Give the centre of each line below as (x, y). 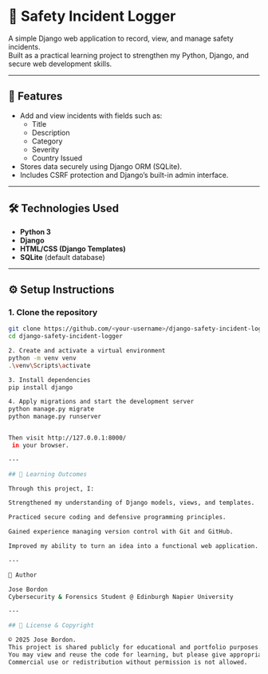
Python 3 (35, 231)
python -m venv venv (43, 358)
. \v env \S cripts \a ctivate (49, 365)
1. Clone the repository (53, 312)
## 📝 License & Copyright (51, 625)
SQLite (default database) (62, 257)
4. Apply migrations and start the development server (101, 402)
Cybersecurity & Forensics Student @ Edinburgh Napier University (121, 597)
